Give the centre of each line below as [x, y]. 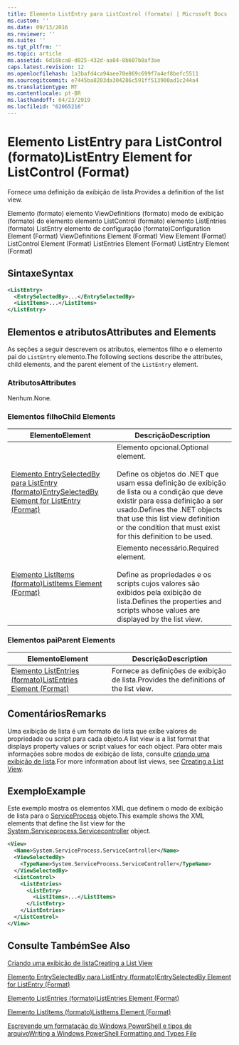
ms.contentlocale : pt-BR [44, 93]
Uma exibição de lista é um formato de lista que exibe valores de [102, 731]
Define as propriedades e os [164, 574]
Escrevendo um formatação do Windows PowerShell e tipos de [100, 1026]
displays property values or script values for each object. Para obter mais [115, 746]
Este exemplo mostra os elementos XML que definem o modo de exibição [115, 809]
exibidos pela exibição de [159, 592]
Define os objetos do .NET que [168, 474]
